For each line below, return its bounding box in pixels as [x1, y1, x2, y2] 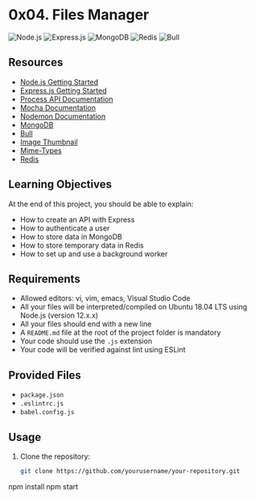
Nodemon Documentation [19, 111, 106, 121]
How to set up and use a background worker [19, 248, 168, 259]
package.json [19, 391, 64, 400]
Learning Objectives [8, 177, 113, 191]
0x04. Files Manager [8, 6, 150, 24]
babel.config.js [19, 409, 75, 417]
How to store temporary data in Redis [19, 240, 144, 250]
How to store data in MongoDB [19, 231, 122, 241]
